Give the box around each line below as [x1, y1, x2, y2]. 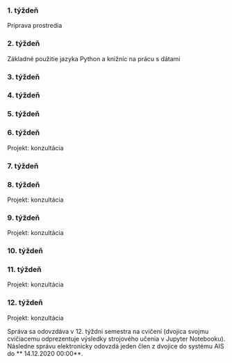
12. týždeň [7, 298, 43, 307]
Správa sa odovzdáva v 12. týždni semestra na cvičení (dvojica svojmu [7, 327, 209, 335]
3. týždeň [7, 72, 40, 81]
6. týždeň [7, 128, 40, 138]
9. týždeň [7, 213, 40, 223]
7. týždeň [7, 161, 39, 170]
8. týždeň [7, 179, 40, 189]
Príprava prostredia [7, 22, 63, 30]
